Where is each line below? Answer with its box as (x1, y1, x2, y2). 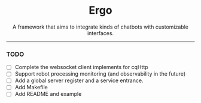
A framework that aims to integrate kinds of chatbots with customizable (13, 23, 188, 30)
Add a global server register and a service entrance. (14, 77, 144, 84)
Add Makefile (14, 84, 48, 91)
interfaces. (87, 29, 114, 36)
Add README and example (14, 90, 82, 98)
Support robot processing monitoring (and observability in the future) (14, 70, 186, 77)
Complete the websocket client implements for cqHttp (14, 64, 148, 71)
